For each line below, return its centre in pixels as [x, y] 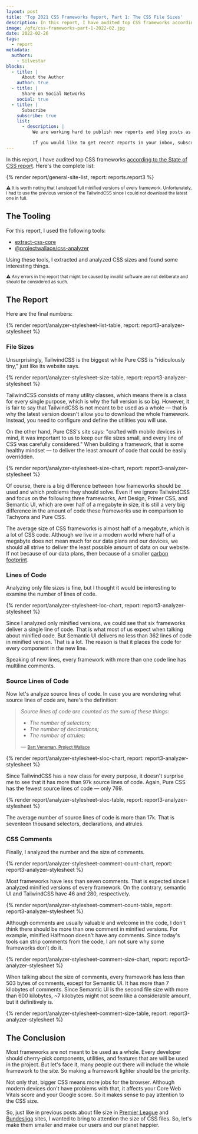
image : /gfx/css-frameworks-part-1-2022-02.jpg [66, 28]
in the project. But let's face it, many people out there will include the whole [98, 1064]
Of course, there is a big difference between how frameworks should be [94, 485]
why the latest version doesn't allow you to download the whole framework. [98, 414]
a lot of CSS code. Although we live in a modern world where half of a [91, 534]
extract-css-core [35, 242]
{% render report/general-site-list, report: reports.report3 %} [80, 177]
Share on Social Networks [53, 94]
